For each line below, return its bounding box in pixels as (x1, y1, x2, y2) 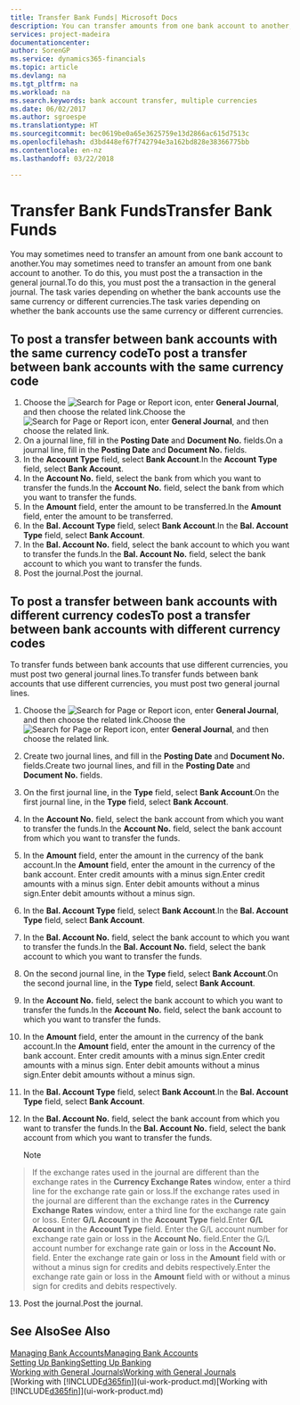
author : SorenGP (10, 46, 70, 55)
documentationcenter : (10, 37, 91, 47)
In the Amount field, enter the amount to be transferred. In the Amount (22, 502, 281, 512)
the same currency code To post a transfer (10, 345, 247, 361)
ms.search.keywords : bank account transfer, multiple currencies (10, 96, 257, 105)
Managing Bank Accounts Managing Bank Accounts (10, 1347, 199, 1358)
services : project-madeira (10, 29, 110, 38)
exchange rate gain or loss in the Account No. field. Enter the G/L (31, 1234, 271, 1244)
